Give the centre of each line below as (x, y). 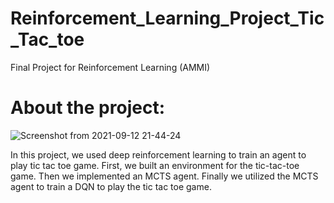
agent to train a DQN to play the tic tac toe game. (111, 186)
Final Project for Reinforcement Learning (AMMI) (110, 67)
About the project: (87, 108)
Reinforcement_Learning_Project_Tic (167, 18)
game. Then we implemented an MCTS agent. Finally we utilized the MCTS (164, 176)
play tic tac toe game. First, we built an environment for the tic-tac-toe (155, 165)
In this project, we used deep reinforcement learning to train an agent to (158, 154)
